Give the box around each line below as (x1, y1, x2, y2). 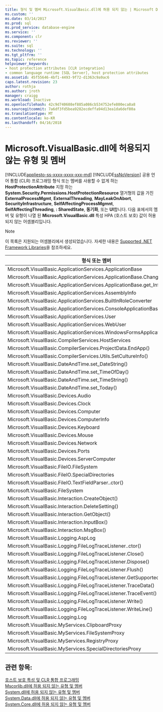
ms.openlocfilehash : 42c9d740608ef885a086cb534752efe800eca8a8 (5, 102, 136, 107)
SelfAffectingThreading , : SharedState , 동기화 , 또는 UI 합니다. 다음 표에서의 (5, 206, 153, 212)
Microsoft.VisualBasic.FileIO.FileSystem (7, 463, 98, 470)
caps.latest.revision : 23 (5, 79, 57, 84)
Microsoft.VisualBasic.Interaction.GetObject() (7, 511, 111, 518)
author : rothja (5, 84, 36, 89)
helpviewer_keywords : (5, 61, 49, 66)
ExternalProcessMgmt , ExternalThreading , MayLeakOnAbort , (5, 196, 132, 201)
